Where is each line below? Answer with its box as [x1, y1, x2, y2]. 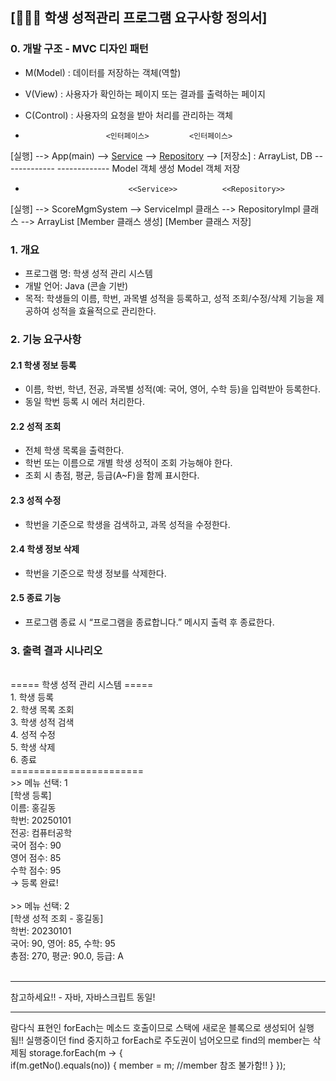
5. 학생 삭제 [10, 741, 56, 753]
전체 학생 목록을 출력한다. [24, 444, 125, 457]
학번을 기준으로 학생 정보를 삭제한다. [24, 567, 167, 579]
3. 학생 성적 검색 [10, 716, 75, 728]
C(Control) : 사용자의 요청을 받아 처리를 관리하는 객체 [24, 109, 233, 121]
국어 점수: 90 [10, 839, 62, 852]
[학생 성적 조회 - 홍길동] [10, 913, 104, 925]
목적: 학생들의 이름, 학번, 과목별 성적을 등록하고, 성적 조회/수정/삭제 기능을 [24, 292, 314, 304]
